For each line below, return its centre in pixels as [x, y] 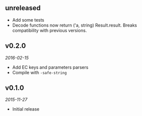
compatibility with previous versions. [50, 30]
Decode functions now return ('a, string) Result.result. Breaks [74, 25]
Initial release [26, 109]
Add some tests [28, 20]
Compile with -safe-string [39, 72]
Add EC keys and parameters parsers [50, 67]
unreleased [23, 8]
